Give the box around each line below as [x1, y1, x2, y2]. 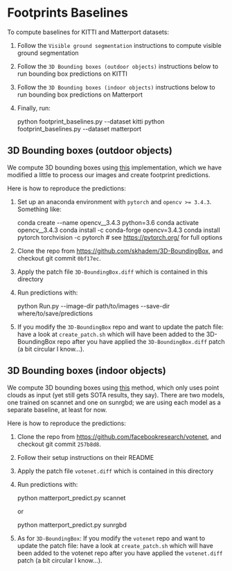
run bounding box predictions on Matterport [17, 90, 143, 99]
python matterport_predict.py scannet [17, 493, 126, 502]
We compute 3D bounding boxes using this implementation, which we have [7, 163, 222, 172]
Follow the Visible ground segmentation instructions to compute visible [17, 41, 222, 49]
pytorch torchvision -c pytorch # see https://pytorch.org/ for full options [17, 233, 223, 241]
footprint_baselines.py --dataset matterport [17, 124, 142, 133]
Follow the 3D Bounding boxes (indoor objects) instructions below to [17, 83, 216, 91]
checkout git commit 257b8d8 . [17, 440, 102, 448]
